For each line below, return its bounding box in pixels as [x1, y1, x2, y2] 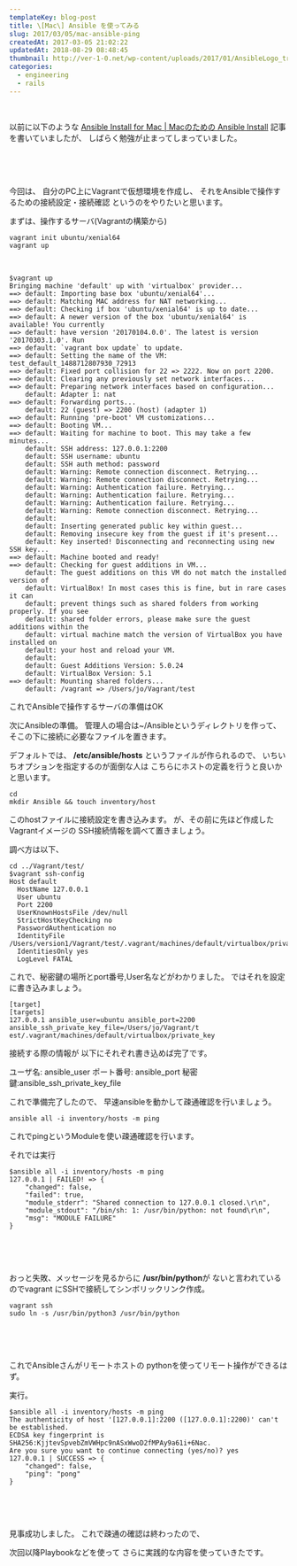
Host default [9, 877, 57, 886]
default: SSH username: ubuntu [25, 452, 141, 461]
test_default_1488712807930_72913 [9, 359, 137, 368]
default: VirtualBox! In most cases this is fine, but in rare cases [25, 584, 287, 593]
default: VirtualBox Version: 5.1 [25, 669, 152, 678]
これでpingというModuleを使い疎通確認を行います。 [9, 1130, 199, 1141]
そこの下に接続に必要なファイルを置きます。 [9, 731, 171, 741]
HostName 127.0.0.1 [17, 885, 89, 894]
